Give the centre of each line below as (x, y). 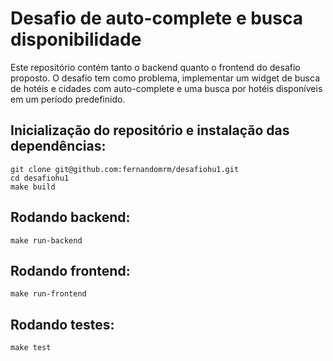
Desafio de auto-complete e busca (156, 18)
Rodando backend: (70, 217)
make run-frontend (48, 294)
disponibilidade (76, 39)
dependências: (58, 146)
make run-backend (46, 240)
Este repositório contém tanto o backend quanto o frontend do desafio (155, 67)
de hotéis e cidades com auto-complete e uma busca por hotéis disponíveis (166, 88)
